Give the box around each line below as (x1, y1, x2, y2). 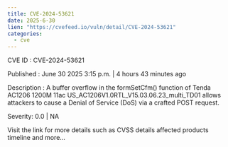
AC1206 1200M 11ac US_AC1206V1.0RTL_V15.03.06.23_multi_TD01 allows (7, 91, 222, 100)
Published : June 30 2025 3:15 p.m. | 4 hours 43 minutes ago (7, 70, 187, 78)
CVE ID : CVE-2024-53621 (7, 56, 85, 64)
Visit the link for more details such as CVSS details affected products (7, 126, 209, 134)
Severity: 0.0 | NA (7, 112, 59, 121)
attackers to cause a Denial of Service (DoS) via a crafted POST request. (7, 98, 220, 107)
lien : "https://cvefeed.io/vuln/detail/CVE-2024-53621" (7, 23, 176, 30)
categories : (7, 30, 43, 37)
